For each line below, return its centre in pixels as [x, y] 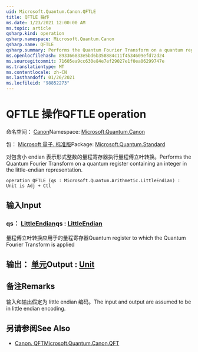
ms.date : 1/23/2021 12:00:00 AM [46, 22]
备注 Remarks [31, 287]
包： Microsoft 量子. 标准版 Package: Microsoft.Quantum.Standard [86, 144]
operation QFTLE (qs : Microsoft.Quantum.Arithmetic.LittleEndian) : [93, 180]
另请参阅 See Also [38, 329]
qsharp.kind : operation [35, 34]
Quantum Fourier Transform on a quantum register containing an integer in [97, 163]
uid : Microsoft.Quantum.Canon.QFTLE [51, 12]
